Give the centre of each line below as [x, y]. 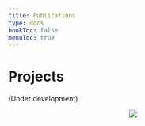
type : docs [26, 23]
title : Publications [42, 15]
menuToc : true [32, 38]
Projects [36, 77]
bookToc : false [33, 30]
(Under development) [43, 99]
